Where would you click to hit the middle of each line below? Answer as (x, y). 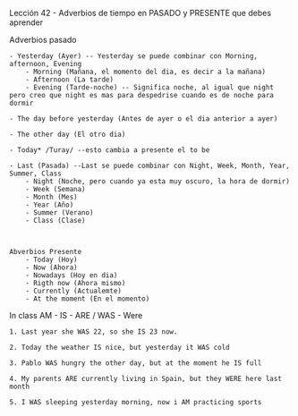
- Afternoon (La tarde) (70, 80)
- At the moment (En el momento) (88, 299)
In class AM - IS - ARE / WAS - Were (76, 315)
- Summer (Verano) (60, 213)
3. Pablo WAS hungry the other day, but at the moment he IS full (136, 363)
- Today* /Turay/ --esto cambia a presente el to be (110, 150)
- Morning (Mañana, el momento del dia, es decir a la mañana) (146, 72)
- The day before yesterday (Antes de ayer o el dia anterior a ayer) (144, 119)
